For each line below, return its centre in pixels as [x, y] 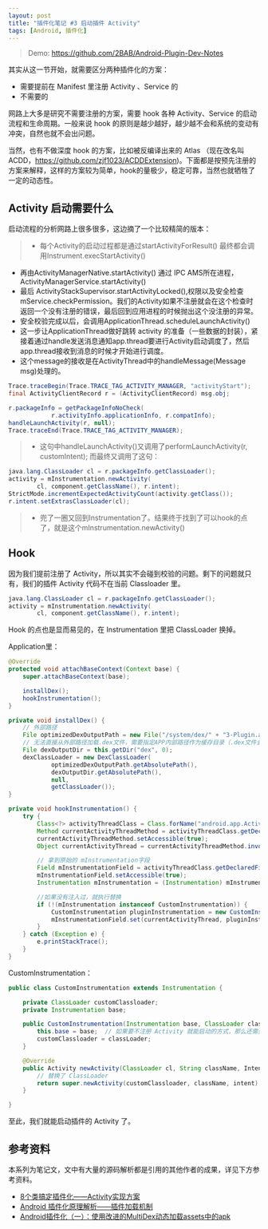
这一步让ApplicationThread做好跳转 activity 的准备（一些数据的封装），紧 [139, 331]
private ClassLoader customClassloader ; [91, 1002]
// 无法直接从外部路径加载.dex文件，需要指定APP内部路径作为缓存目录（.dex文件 [140, 743]
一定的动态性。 [33, 180]
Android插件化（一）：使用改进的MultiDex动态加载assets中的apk [125, 1216]
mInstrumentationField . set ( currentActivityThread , [137, 919]
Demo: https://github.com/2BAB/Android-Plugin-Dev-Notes [126, 54]
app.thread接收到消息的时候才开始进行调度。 [94, 351]
